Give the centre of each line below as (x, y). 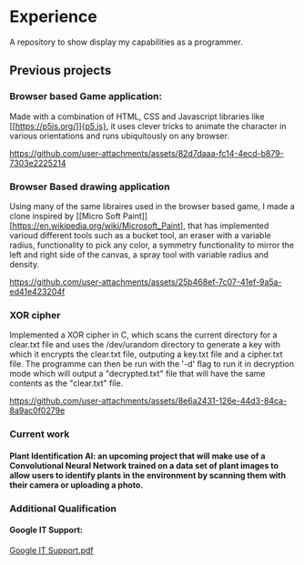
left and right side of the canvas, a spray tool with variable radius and (139, 254)
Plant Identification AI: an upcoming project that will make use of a (137, 456)
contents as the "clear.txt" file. (66, 383)
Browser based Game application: (86, 96)
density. (24, 264)
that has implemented (228, 226)
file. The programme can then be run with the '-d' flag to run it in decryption (152, 364)
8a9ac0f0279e (37, 410)
